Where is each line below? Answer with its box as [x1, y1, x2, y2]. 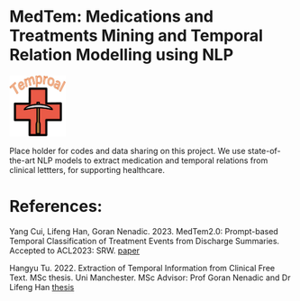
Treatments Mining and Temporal [9, 25, 264, 46]
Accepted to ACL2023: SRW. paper [9, 245, 141, 256]
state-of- [247, 145, 281, 156]
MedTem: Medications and [9, 6, 214, 27]
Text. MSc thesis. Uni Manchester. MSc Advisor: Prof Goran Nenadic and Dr [9, 272, 291, 283]
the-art [9, 155, 36, 166]
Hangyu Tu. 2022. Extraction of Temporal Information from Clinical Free [9, 262, 276, 273]
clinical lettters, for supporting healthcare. [9, 164, 165, 175]
